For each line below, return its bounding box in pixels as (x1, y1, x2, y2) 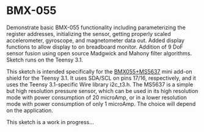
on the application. (6, 106, 54, 114)
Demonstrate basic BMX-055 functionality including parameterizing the (6, 24, 186, 31)
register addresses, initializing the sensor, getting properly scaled (6, 30, 171, 37)
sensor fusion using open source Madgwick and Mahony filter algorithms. (6, 49, 192, 57)
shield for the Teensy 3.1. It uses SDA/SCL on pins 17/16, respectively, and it (6, 74, 197, 82)
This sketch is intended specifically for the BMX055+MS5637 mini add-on (6, 68, 192, 75)
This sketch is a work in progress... (6, 118, 95, 125)
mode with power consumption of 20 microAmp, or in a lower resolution (6, 94, 188, 101)
